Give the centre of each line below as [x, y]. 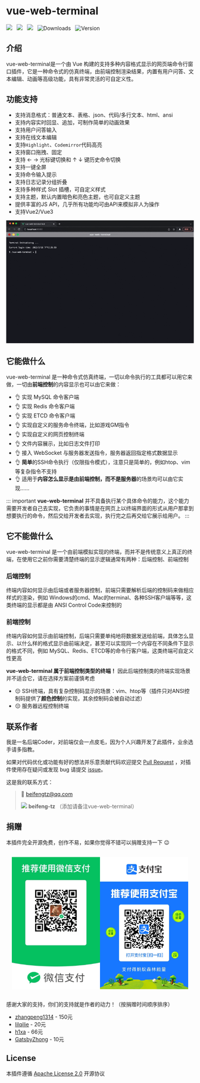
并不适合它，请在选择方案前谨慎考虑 [51, 678]
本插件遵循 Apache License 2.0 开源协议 [56, 1073]
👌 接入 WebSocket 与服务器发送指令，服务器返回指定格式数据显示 [96, 452]
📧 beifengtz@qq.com [47, 794]
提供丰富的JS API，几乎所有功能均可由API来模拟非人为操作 [87, 204]
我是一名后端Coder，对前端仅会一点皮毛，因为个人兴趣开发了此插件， [92, 742]
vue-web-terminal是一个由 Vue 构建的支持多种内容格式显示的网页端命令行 [97, 64]
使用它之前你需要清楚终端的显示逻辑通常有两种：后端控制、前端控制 [105, 559]
